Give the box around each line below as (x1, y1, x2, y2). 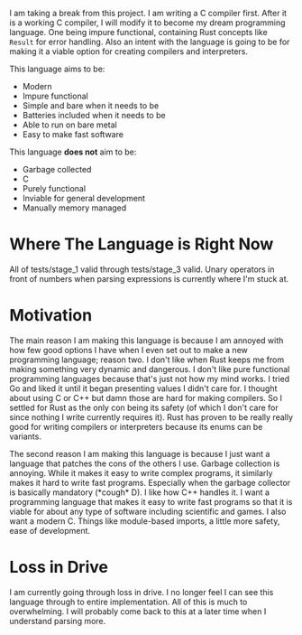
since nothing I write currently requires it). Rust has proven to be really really (9, 411, 294, 423)
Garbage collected (22, 164, 92, 174)
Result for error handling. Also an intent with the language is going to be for (9, 36, 290, 47)
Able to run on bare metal (22, 119, 117, 130)
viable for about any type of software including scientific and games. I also (9, 506, 287, 517)
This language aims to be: (9, 63, 105, 74)
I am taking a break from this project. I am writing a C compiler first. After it (9, 8, 287, 18)
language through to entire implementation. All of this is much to (9, 596, 248, 607)
